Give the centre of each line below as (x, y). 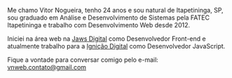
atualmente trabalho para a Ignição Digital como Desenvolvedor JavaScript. (116, 46)
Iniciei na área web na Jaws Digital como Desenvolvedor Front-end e (107, 39)
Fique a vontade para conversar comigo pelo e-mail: (83, 60)
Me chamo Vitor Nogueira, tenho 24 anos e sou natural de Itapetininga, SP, (115, 10)
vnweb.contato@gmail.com (47, 67)
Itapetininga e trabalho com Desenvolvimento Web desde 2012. (99, 25)
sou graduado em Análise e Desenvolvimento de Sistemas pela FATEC (109, 18)
